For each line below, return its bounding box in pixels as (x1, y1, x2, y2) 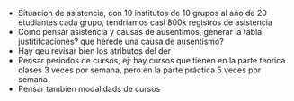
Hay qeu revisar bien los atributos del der (17, 46, 172, 56)
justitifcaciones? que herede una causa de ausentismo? (17, 36, 225, 46)
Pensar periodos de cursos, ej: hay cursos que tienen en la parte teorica (17, 55, 286, 65)
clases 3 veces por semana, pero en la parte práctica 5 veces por (17, 64, 262, 75)
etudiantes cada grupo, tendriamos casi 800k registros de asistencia (17, 17, 272, 28)
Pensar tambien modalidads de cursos (17, 84, 161, 94)
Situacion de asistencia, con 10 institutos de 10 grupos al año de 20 (17, 8, 268, 18)
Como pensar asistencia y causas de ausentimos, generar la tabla (17, 27, 263, 37)
